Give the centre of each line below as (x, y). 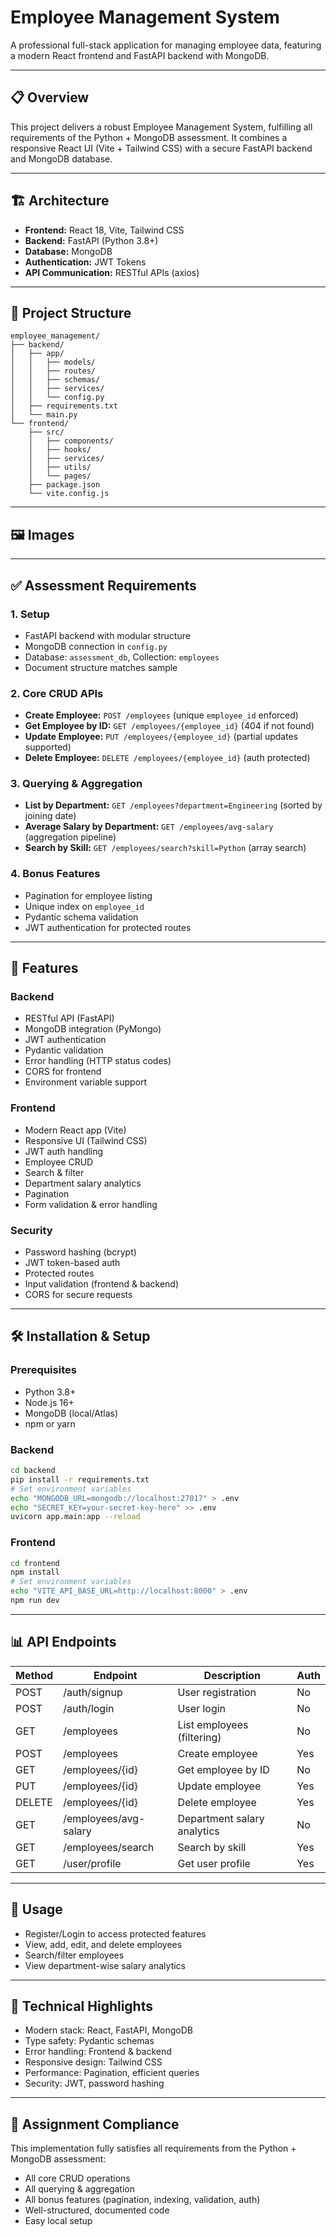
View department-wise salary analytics (105, 1965)
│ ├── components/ (71, 441)
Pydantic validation (64, 1050)
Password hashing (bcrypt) (80, 1252)
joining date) (50, 816)
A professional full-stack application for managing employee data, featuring (166, 45)
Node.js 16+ (49, 1402)
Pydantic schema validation (81, 917)
